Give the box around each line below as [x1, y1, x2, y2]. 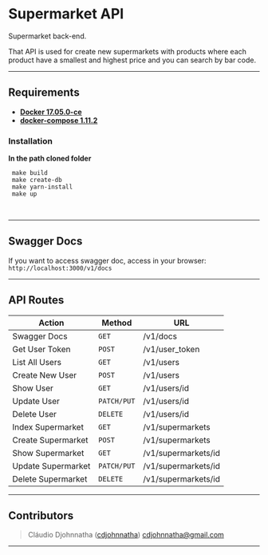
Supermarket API [8, 5, 124, 23]
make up [11, 190, 37, 198]
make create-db [11, 176, 62, 184]
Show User [12, 383, 54, 394]
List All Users [12, 356, 62, 367]
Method [101, 317, 132, 328]
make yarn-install [11, 183, 73, 192]
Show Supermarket [12, 447, 85, 458]
